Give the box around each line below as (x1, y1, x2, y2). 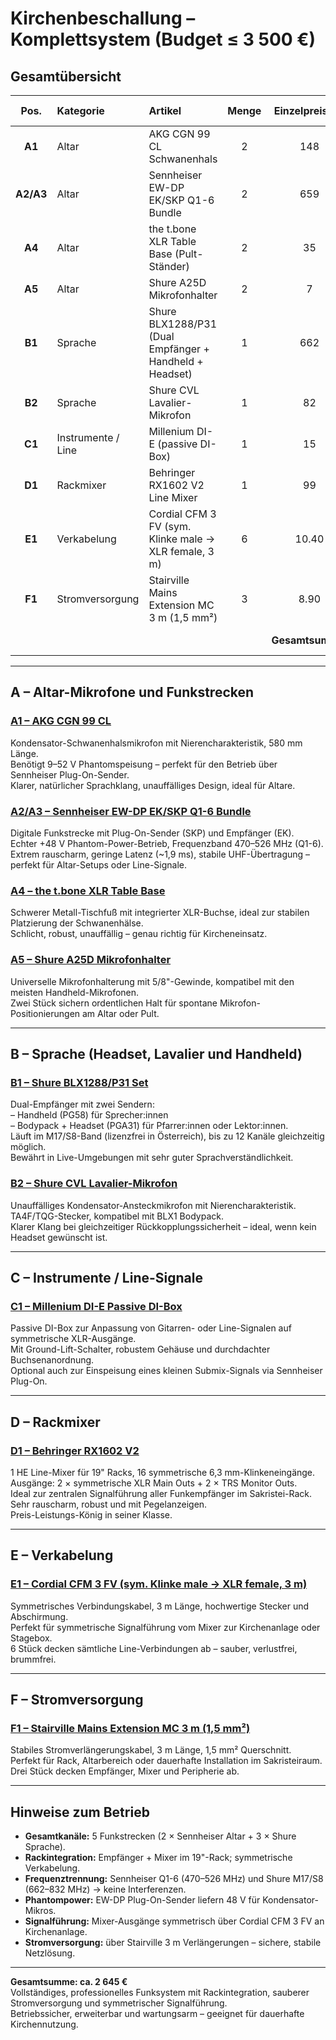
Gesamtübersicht (10, 68, 122, 85)
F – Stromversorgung (10, 1692, 144, 1709)
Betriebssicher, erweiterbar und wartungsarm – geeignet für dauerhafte (10, 2008, 305, 2020)
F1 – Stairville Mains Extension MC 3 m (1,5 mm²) (10, 1721, 251, 1735)
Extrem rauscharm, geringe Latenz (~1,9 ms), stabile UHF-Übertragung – (10, 848, 311, 860)
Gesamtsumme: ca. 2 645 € (10, 1976, 128, 1988)
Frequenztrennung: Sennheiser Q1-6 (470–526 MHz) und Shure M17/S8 (24, 1873, 324, 1885)
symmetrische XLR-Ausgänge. (10, 1333, 137, 1345)
